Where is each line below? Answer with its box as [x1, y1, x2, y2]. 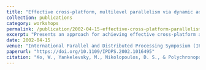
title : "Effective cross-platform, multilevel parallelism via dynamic [6, 9, 193, 15]
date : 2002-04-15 [6, 37, 51, 43]
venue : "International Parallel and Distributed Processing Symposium [6, 43, 191, 49]
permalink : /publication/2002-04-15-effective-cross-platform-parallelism [6, 26, 202, 32]
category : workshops [6, 20, 59, 26]
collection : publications [6, 15, 72, 21]
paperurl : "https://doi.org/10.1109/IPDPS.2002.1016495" [6, 49, 155, 55]
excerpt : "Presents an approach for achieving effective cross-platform [6, 32, 196, 38]
